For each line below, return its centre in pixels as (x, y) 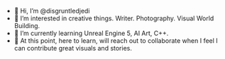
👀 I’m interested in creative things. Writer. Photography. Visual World (114, 18)
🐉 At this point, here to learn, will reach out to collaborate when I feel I (116, 41)
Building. (27, 26)
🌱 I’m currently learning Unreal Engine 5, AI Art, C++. (91, 33)
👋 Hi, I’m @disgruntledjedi (52, 11)
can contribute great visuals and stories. (73, 48)
